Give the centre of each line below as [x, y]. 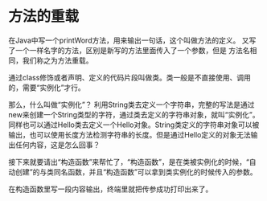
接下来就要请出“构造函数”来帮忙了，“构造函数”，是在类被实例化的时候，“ [129, 162]
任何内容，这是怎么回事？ [58, 145]
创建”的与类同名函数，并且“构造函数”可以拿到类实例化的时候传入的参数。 [136, 172]
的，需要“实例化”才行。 [47, 87]
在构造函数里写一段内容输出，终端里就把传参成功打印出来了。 [111, 189]
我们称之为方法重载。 [58, 60]
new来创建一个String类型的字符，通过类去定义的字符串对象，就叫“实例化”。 [134, 114]
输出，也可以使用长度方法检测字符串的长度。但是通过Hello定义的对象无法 [129, 134]
